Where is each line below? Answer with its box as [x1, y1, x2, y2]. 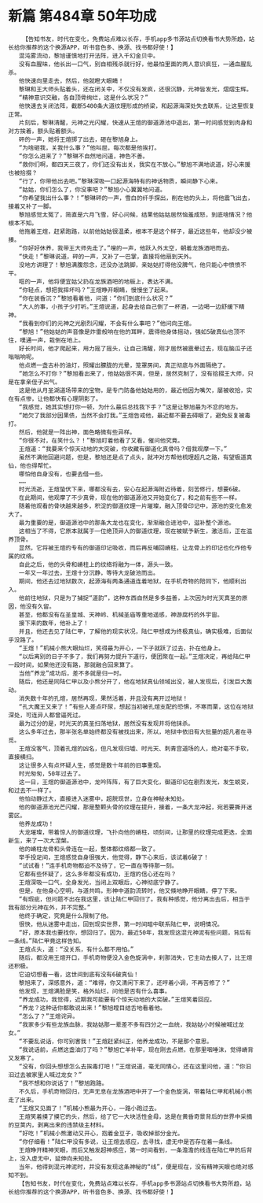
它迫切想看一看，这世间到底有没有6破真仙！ [18, 970, 140, 979]
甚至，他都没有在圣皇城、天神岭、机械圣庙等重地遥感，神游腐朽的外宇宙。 [18, 611, 224, 619]
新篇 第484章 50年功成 [8, 7, 157, 25]
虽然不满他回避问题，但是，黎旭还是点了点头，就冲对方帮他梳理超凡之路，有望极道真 [18, 453, 253, 461]
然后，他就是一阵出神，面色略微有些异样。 [18, 428, 136, 436]
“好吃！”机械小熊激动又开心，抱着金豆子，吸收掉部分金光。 [18, 1129, 184, 1138]
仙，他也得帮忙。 [8, 461, 56, 469]
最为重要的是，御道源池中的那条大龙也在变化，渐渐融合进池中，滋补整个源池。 [18, 519, 236, 527]
